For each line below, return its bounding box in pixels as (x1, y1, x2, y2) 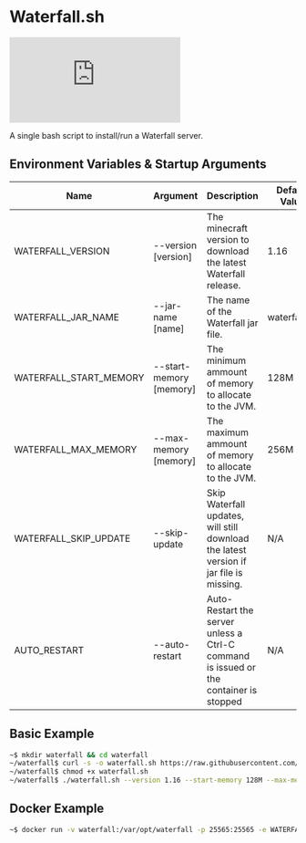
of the (206, 305, 232, 317)
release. (206, 278, 241, 291)
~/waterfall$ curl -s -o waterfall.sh (9, 759, 157, 768)
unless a (206, 627, 243, 640)
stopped (206, 695, 243, 708)
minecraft (206, 222, 249, 234)
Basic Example (9, 726, 95, 742)
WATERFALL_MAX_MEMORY (14, 442, 138, 455)
